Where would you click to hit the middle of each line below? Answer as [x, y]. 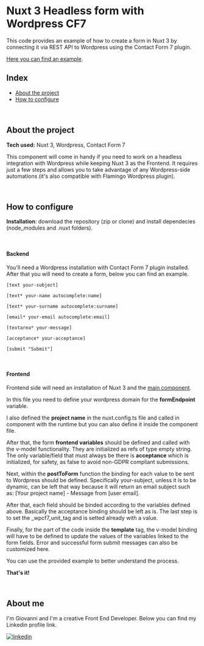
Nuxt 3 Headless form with [75, 11]
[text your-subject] [33, 285]
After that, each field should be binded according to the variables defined [98, 505]
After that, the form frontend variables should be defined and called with [98, 442]
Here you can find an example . [45, 58]
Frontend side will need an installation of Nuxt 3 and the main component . [99, 387]
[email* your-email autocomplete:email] [58, 317]
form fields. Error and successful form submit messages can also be [92, 542]
